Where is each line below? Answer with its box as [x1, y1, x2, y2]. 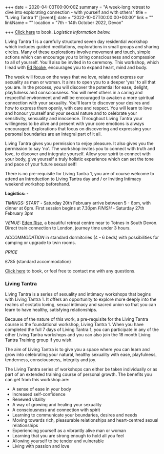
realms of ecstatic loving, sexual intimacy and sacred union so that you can [5, 302, 156, 308]
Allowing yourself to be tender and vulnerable [12, 438, 104, 444]
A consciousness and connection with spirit [12, 407, 100, 413]
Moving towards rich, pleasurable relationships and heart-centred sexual [12, 417, 159, 423]
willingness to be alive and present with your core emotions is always [5, 121, 144, 126]
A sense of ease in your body [12, 386, 72, 392]
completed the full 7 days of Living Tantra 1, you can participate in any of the [5, 327, 159, 332]
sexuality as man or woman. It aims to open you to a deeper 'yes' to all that [5, 79, 156, 85]
